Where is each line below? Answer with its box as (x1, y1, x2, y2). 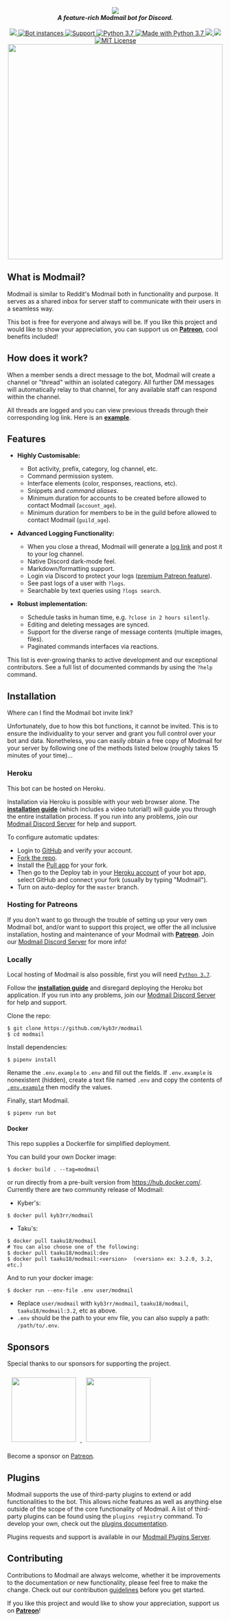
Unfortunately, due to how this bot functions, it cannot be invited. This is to (7, 722, 218, 731)
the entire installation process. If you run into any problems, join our (7, 812, 198, 820)
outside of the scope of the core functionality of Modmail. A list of (7, 1505, 194, 1513)
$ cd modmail (7, 1031, 45, 1038)
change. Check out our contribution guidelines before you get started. (7, 1585, 205, 1593)
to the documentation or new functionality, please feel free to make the (7, 1578, 208, 1587)
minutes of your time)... (7, 751, 73, 760)
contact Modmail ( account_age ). (27, 501, 117, 510)
